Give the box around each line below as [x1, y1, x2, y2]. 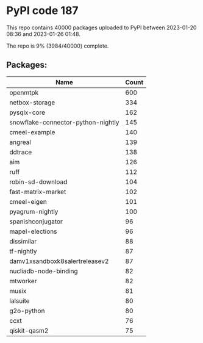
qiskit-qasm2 [9, 326, 49, 334]
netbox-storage [9, 98, 55, 107]
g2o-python [9, 306, 45, 315]
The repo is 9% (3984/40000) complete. [6, 42, 109, 49]
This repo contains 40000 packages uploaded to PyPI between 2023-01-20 [6, 24, 197, 31]
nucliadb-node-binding [9, 267, 78, 275]
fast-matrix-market [9, 187, 66, 196]
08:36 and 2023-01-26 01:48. [6, 30, 81, 37]
